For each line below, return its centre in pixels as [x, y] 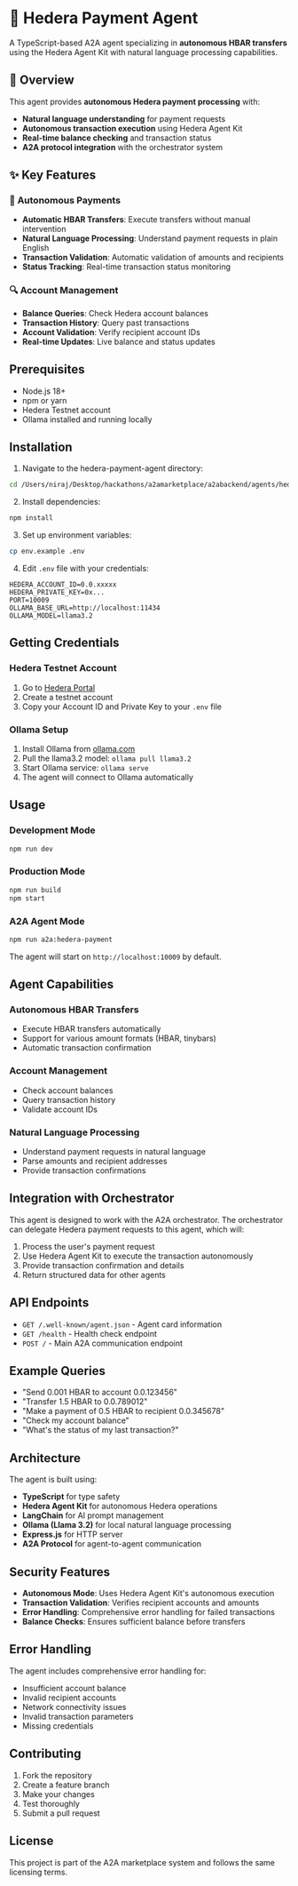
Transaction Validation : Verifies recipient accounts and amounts [141, 1602]
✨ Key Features [52, 176]
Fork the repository [57, 1775]
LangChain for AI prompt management [93, 1515]
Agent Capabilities [62, 984]
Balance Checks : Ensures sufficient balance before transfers [133, 1622]
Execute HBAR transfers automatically [91, 1029]
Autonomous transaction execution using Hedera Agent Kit [132, 128]
